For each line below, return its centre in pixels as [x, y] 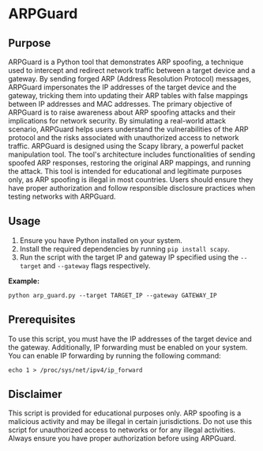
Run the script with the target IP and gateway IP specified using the [129, 257]
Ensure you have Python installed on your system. [101, 240]
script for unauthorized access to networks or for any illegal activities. [122, 430]
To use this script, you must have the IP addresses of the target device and [130, 339]
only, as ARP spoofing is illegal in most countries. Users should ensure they [131, 180]
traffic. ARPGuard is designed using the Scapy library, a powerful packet [126, 146]
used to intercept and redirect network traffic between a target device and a [132, 70]
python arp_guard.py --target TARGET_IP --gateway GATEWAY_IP [113, 295]
